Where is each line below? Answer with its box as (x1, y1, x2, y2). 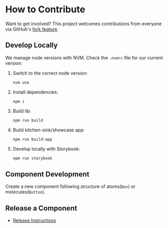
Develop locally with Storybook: (12, 145, 81, 152)
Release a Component (5, 204, 78, 213)
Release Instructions (12, 217, 57, 224)
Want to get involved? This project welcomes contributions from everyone (5, 21, 162, 27)
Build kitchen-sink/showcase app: (12, 127, 85, 133)
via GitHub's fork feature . (5, 26, 59, 32)
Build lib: (12, 108, 31, 114)
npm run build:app (12, 137, 52, 142)
